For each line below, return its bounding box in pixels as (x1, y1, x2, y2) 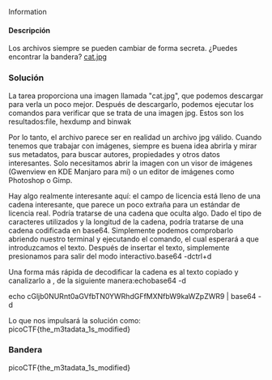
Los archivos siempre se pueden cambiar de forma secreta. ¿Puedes (8, 44, 238, 53)
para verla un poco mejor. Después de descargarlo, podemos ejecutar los (8, 99, 254, 109)
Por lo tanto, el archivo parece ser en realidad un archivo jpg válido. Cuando (8, 132, 262, 142)
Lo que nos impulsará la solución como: (8, 315, 142, 325)
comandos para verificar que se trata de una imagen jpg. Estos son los (8, 108, 244, 117)
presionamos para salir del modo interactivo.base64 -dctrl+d (8, 251, 212, 261)
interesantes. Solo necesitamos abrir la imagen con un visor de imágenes (8, 158, 253, 168)
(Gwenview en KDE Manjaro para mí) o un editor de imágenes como (8, 166, 235, 177)
